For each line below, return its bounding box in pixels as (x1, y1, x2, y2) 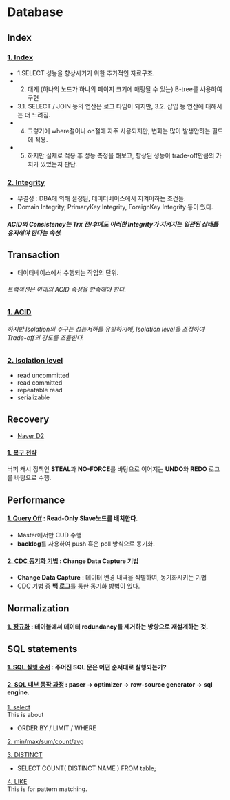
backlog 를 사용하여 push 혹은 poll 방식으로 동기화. (17, 540, 155, 548)
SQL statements (7, 643, 78, 655)
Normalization (7, 602, 70, 614)
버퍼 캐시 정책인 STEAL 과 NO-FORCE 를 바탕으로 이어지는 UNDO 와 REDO (7, 465, 208, 473)
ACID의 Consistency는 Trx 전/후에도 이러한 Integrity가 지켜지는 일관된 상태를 (7, 220, 219, 228)
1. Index (7, 53, 33, 62)
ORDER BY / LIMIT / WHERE (17, 724, 96, 732)
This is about (7, 711, 44, 719)
